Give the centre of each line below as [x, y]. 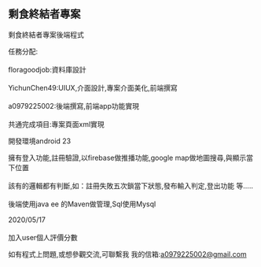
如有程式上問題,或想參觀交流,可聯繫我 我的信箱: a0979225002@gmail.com [127, 254]
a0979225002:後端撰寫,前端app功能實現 [74, 106]
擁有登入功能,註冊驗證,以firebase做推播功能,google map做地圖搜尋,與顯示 [127, 158]
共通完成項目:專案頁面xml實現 [56, 124]
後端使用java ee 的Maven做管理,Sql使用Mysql [82, 204]
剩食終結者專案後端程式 [46, 35]
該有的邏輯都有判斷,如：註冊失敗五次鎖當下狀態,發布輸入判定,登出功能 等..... [131, 185]
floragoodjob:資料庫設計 [47, 69]
